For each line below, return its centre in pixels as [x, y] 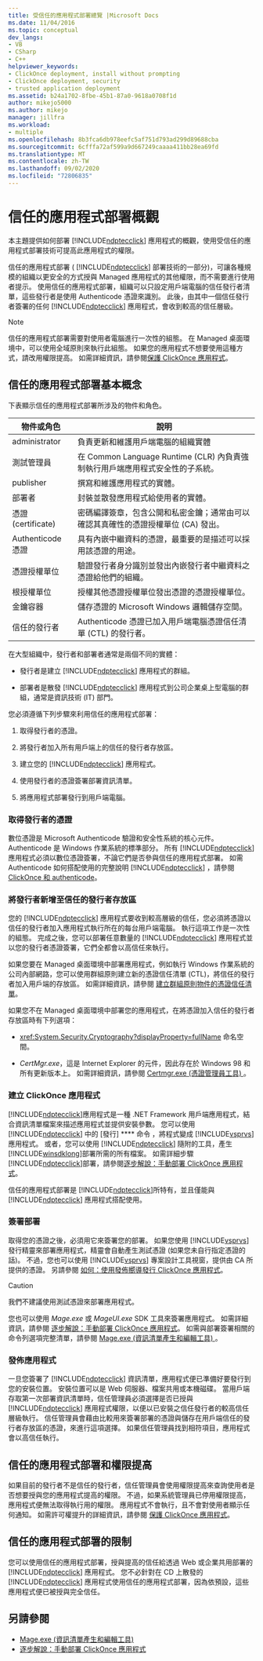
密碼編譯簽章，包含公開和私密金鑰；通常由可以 [164, 513]
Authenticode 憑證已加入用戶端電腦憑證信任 [158, 621]
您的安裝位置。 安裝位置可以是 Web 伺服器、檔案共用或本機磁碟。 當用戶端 [129, 1389]
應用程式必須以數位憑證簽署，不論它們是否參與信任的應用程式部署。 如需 [126, 857]
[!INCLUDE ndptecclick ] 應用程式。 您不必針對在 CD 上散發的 [106, 1572]
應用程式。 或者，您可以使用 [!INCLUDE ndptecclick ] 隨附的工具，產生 [120, 1144]
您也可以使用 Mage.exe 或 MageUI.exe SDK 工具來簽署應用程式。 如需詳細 [128, 1318]
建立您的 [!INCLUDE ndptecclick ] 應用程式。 [90, 764]
